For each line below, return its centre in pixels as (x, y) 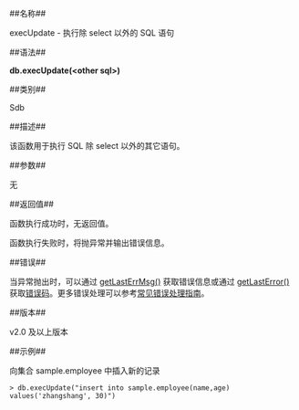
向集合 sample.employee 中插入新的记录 (85, 371)
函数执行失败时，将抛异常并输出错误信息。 (89, 243)
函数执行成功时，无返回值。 (62, 223)
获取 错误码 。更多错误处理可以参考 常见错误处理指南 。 (109, 293)
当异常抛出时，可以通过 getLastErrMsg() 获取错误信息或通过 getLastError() (149, 282)
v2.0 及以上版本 (39, 332)
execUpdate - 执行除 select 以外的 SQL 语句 (92, 33)
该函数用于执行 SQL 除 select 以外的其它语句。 (97, 146)
